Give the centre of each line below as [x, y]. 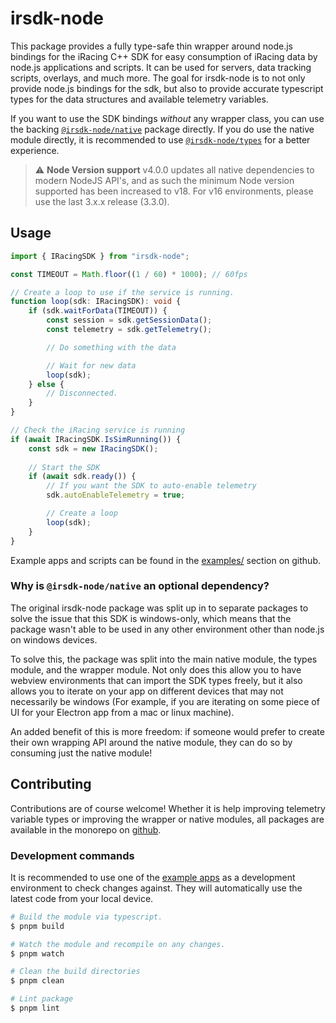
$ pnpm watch [37, 953]
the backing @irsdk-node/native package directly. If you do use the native [162, 129]
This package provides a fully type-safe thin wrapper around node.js [151, 46]
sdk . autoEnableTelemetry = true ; [116, 495]
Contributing [51, 784]
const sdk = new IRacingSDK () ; [93, 448]
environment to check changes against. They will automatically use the [156, 888]
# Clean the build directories [75, 972]
